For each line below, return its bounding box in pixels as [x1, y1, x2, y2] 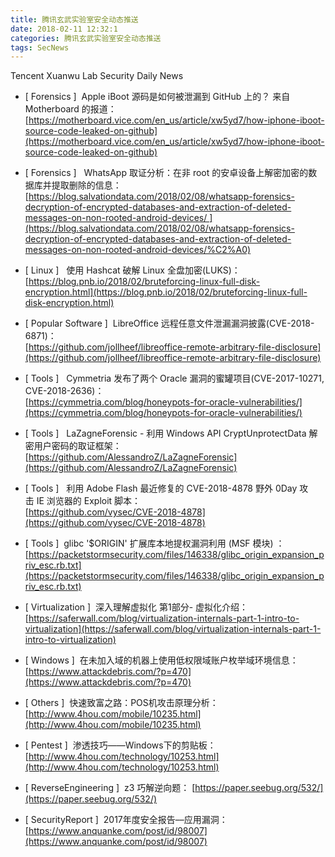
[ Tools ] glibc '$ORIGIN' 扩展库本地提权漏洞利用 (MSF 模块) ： [24, 537, 285, 550]
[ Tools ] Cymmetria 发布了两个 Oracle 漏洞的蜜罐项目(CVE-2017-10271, [24, 372, 325, 385]
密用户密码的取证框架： [24, 440, 122, 452]
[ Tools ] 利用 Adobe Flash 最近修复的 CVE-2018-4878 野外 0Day [24, 482, 298, 495]
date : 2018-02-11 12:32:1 [10, 24, 118, 34]
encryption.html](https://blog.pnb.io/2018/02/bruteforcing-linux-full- [24, 286, 308, 298]
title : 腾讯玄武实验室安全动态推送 [10, 14, 139, 25]
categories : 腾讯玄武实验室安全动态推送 [10, 33, 162, 43]
